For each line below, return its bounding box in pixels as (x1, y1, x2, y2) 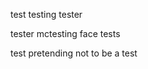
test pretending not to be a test (10, 47, 138, 59)
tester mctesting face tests (10, 28, 121, 39)
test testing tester (10, 9, 83, 20)
